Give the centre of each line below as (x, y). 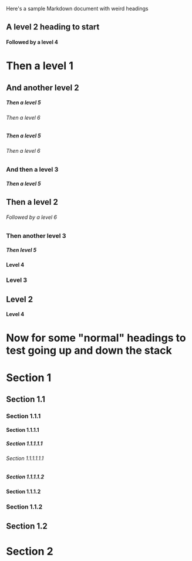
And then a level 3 (32, 169)
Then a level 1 (40, 66)
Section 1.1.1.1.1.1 (25, 458)
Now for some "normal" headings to (96, 338)
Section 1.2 (27, 526)
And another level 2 (43, 88)
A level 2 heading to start (53, 27)
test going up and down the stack (89, 351)
